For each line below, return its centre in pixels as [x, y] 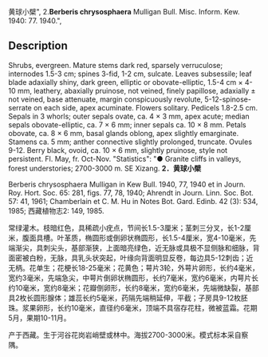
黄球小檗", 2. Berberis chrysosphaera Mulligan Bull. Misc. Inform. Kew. [124, 12]
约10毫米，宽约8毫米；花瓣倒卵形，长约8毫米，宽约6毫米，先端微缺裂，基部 [134, 287]
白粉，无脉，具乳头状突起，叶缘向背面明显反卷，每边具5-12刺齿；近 [141, 258]
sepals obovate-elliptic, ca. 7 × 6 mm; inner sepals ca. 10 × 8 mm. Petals [128, 124]
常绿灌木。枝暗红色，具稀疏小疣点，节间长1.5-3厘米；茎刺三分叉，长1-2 [126, 227]
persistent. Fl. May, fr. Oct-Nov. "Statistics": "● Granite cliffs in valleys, [125, 158]
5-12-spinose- [228, 99]
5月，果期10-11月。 [39, 318]
